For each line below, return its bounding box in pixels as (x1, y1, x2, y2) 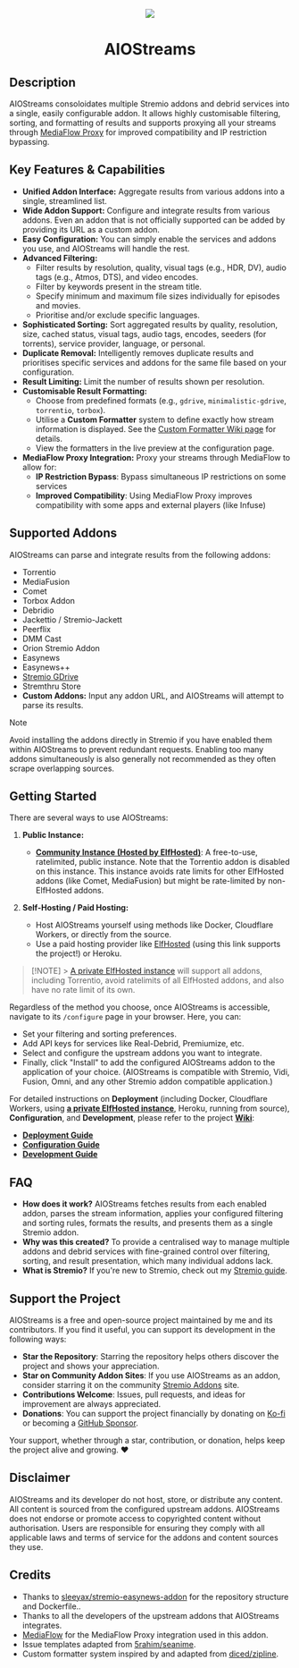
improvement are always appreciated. (21, 1399, 162, 1410)
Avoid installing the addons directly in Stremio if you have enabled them (9, 734, 272, 745)
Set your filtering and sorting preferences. (21, 1029, 177, 1039)
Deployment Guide (21, 1130, 94, 1140)
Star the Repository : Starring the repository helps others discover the (21, 1351, 279, 1362)
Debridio (21, 605, 54, 615)
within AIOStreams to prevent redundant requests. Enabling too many (9, 743, 264, 755)
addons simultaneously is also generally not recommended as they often (9, 753, 277, 764)
